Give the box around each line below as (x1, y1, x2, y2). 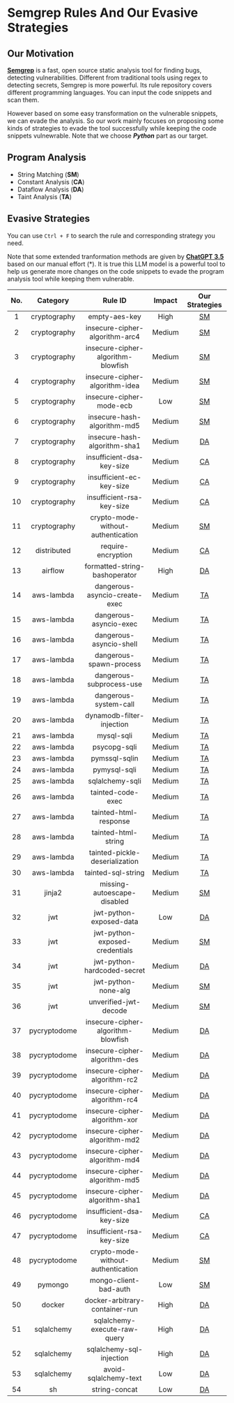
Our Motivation (7, 47, 75, 59)
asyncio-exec (91, 619, 138, 629)
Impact (153, 295, 178, 305)
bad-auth (98, 1284, 131, 1293)
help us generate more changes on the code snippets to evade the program (7, 267, 224, 275)
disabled (100, 896, 129, 906)
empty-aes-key (88, 311, 141, 321)
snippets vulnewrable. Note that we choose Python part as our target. (7, 131, 208, 140)
